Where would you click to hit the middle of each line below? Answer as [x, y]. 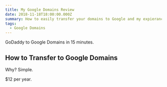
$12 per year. [19, 79]
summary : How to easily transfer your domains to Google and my [73, 19]
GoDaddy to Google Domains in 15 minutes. [50, 42]
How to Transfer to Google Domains [61, 58]
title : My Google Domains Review [40, 10]
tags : [11, 23]
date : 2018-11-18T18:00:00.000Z [39, 14]
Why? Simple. [19, 69]
